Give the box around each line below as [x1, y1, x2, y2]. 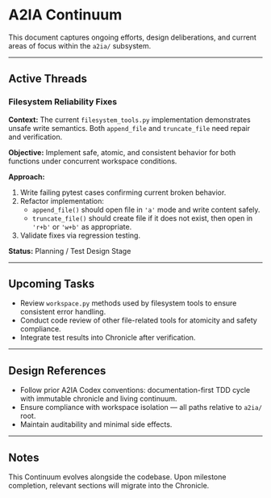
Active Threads [8, 72, 87, 86]
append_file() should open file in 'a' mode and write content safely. [31, 205, 261, 214]
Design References [8, 364, 106, 378]
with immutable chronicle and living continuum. [19, 394, 177, 403]
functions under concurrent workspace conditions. [8, 156, 177, 166]
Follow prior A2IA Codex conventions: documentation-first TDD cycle [19, 386, 251, 395]
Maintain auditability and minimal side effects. [19, 420, 173, 429]
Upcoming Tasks [8, 277, 95, 291]
